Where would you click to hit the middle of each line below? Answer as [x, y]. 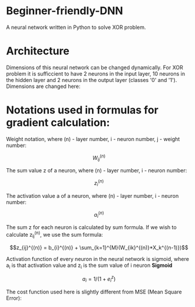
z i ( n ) [99, 183]
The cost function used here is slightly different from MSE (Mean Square [94, 292]
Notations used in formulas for [82, 110]
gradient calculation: [58, 123]
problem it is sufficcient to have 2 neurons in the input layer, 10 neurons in [96, 74]
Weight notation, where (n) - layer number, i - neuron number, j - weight [93, 139]
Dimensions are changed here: [43, 86]
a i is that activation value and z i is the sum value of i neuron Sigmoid [89, 266]
